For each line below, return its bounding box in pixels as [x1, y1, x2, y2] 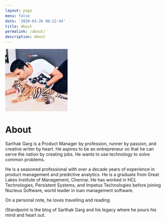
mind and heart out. [5, 212, 46, 218]
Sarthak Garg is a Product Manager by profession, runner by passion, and [5, 140, 157, 147]
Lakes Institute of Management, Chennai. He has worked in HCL [5, 177, 137, 183]
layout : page [5, 8, 32, 13]
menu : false [5, 13, 30, 18]
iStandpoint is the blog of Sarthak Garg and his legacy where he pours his [5, 207, 157, 213]
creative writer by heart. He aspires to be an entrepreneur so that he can [5, 146, 154, 152]
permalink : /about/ [5, 29, 46, 34]
